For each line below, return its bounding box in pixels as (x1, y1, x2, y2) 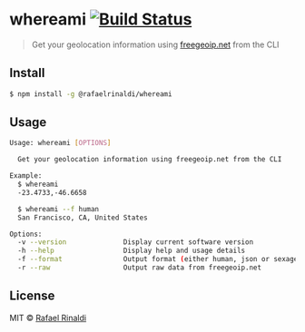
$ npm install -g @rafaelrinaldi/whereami (9, 89, 172, 99)
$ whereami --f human (17, 204, 100, 213)
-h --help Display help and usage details (17, 246, 246, 256)
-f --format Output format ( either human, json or (17, 255, 271, 264)
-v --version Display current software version (17, 238, 254, 247)
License (9, 288, 55, 304)
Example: (9, 171, 43, 181)
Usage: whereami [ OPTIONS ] (9, 139, 112, 148)
